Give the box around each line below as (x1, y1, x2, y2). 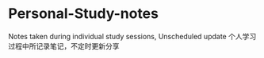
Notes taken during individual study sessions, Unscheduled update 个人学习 (8, 31, 257, 41)
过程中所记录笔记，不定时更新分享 (8, 41, 120, 51)
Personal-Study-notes (8, 5, 159, 23)
